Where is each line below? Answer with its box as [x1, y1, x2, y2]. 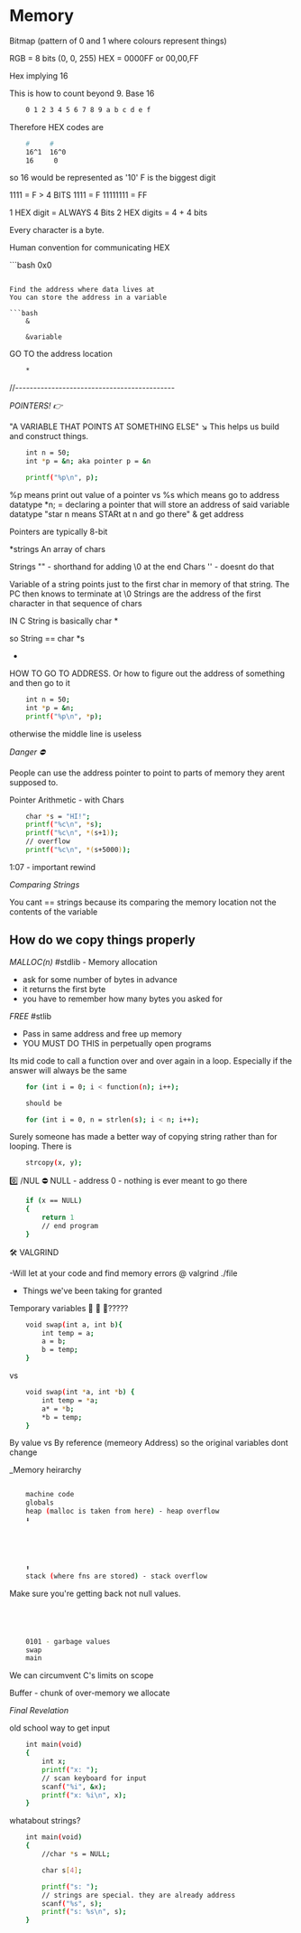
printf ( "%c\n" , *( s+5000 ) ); [25, 846, 131, 855]
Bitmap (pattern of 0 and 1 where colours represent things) [9, 35, 227, 46]
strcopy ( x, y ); [25, 1159, 83, 1168]
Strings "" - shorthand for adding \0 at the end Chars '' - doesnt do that [9, 561, 275, 572]
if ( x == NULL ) [25, 1196, 83, 1206]
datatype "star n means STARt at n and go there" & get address [9, 508, 244, 520]
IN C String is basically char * [9, 615, 119, 626]
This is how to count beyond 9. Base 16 [9, 88, 155, 99]
